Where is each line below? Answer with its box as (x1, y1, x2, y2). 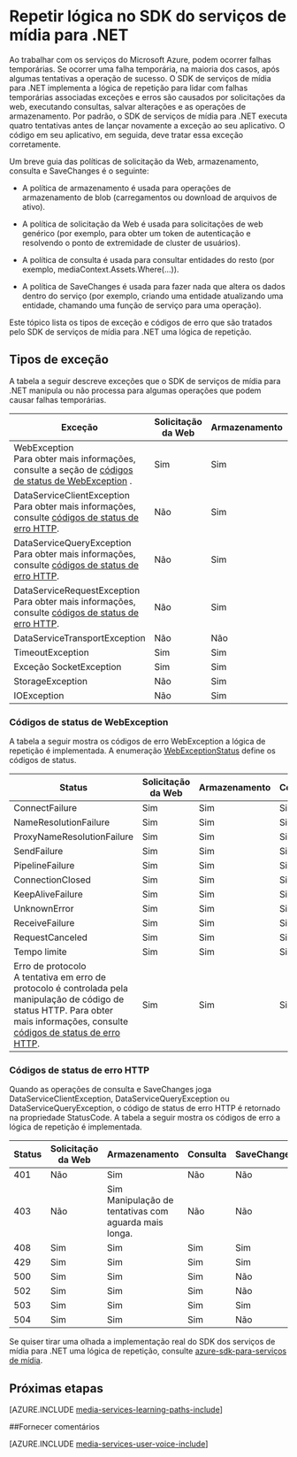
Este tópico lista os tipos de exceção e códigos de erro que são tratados (9, 317, 272, 328)
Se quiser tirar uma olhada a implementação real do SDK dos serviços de (9, 1337, 276, 1347)
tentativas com (107, 1206, 169, 1218)
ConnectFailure (13, 802, 78, 814)
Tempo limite (13, 945, 68, 958)
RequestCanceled (13, 931, 88, 944)
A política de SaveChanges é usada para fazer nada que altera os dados (21, 281, 286, 291)
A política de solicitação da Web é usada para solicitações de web (21, 219, 263, 229)
